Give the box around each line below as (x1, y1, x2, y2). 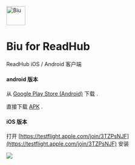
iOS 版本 (6, 118, 28, 125)
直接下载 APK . (6, 103, 43, 110)
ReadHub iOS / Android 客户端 (6, 60, 82, 67)
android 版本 (6, 75, 38, 82)
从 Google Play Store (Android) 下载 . (6, 90, 99, 98)
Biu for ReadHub (6, 39, 90, 53)
